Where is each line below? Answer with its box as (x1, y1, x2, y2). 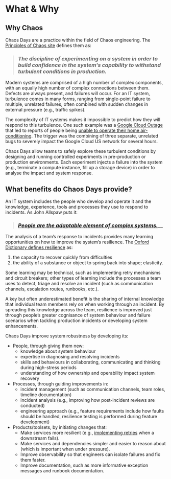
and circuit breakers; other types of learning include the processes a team (5, 275, 161, 281)
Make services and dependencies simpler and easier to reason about (20, 441, 166, 447)
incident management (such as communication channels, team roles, (20, 386, 165, 393)
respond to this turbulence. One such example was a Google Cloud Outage (5, 122, 163, 128)
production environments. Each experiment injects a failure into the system (5, 159, 163, 165)
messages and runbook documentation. (20, 468, 105, 474)
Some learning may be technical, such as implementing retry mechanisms (5, 269, 161, 276)
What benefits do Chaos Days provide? (5, 185, 132, 193)
